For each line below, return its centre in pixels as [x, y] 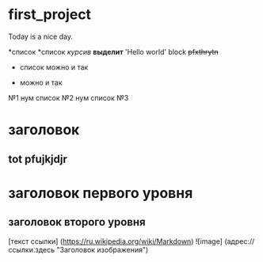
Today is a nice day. [41, 36]
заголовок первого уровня [101, 193]
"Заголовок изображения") [103, 249]
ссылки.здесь [32, 249]
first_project [50, 15]
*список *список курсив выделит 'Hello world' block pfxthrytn [114, 51]
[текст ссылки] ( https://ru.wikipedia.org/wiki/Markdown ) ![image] [116, 241]
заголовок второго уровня [77, 222]
